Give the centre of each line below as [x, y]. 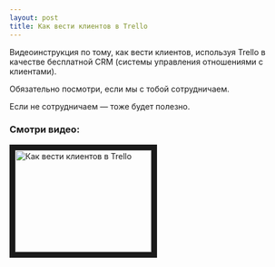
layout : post [34, 18]
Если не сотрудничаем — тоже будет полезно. [100, 106]
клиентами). [33, 71]
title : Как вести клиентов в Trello [79, 26]
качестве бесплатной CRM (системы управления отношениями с [137, 62]
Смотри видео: [44, 129]
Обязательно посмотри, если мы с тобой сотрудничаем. [119, 89]
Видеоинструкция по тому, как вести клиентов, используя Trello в [137, 52]
